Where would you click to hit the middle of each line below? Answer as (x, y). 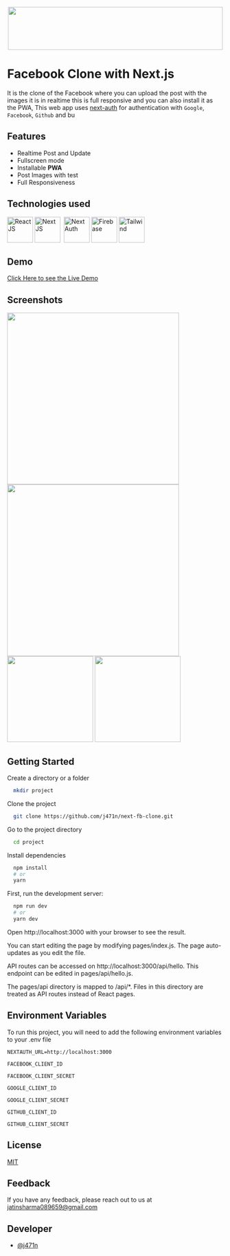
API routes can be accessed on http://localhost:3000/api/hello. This (103, 966)
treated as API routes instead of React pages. (71, 994)
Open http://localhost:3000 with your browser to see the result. (97, 932)
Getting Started (41, 762)
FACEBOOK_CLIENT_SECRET (41, 1076)
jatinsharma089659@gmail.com (53, 1207)
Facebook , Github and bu (41, 115)
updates (19, 952)
